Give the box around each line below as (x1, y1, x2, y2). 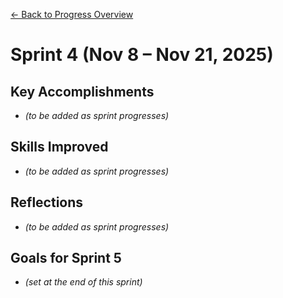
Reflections (10, 194, 84, 211)
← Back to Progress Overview (10, 9, 134, 20)
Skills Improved (10, 139, 109, 156)
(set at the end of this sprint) (24, 276, 143, 288)
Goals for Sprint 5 (10, 250, 122, 267)
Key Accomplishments (10, 83, 155, 100)
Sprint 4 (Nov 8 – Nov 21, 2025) (10, 44, 274, 66)
